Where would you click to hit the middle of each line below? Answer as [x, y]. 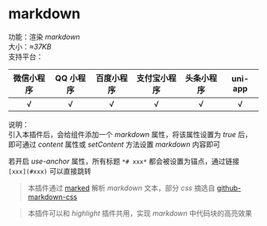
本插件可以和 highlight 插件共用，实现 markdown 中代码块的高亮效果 [140, 213]
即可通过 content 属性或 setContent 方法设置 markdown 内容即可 [114, 144]
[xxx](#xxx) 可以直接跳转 [50, 170]
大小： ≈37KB [30, 46]
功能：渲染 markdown [44, 36]
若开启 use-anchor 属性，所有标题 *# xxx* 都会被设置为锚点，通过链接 [124, 161]
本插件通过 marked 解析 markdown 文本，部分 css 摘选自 [122, 188]
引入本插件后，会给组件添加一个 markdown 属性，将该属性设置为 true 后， [130, 134]
